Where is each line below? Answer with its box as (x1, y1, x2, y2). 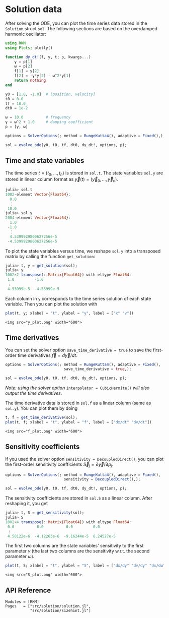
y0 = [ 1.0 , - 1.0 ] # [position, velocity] (5, 92, 96, 97)
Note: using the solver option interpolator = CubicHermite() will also (5, 385, 150, 391)
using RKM (5, 40, 26, 46)
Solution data (5, 4, 62, 15)
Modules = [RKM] (5, 599, 39, 604)
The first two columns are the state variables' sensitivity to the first (5, 543, 144, 549)
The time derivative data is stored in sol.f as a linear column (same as (5, 400, 151, 406)
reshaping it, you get (5, 501, 48, 507)
